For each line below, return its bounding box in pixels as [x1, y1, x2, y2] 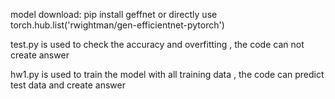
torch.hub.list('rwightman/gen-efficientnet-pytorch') [10, 19, 225, 31]
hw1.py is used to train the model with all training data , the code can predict [10, 69, 325, 80]
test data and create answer [10, 79, 126, 91]
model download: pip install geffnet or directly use [10, 9, 218, 20]
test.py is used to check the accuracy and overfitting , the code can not [10, 39, 305, 50]
